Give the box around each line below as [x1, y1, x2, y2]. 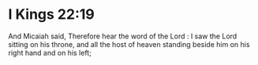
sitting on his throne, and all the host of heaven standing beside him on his [8, 39, 250, 49]
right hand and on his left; [8, 48, 92, 57]
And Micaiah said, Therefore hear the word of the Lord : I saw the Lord [8, 31, 237, 41]
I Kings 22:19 [8, 5, 95, 23]
